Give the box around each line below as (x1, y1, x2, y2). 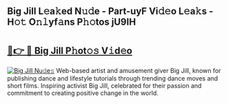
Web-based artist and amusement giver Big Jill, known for (56, 67, 222, 74)
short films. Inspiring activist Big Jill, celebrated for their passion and (7, 82, 202, 90)
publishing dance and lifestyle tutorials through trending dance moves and (7, 74, 218, 82)
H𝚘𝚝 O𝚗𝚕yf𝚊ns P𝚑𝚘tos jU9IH (7, 17, 136, 28)
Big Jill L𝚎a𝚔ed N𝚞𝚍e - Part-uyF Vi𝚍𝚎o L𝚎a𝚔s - (7, 6, 214, 17)
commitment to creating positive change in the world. (7, 89, 158, 97)
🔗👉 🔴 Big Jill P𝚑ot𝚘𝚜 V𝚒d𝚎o (7, 45, 133, 56)
